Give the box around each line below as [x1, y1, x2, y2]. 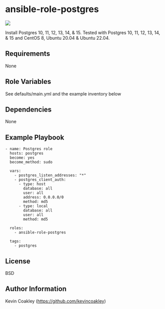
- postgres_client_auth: [14, 177, 66, 182]
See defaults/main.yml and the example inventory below [5, 90, 121, 96]
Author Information [5, 285, 67, 293]
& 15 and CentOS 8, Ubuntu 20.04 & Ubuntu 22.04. [5, 35, 110, 41]
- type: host [18, 182, 46, 187]
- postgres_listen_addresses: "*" [14, 173, 86, 178]
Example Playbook [5, 133, 64, 142]
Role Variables [5, 77, 51, 86]
